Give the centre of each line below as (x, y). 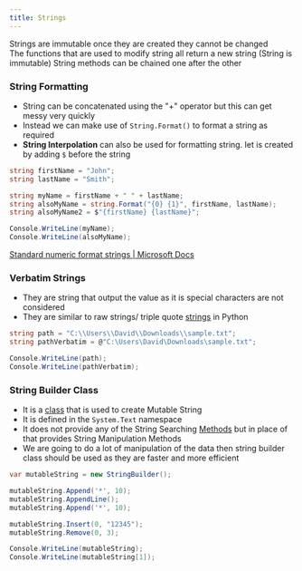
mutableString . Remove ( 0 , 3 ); (64, 532)
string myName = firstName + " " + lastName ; (96, 196)
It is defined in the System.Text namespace (102, 420)
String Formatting (49, 86)
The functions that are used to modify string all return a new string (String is (151, 53)
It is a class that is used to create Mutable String (112, 410)
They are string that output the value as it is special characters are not (153, 298)
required (38, 135)
